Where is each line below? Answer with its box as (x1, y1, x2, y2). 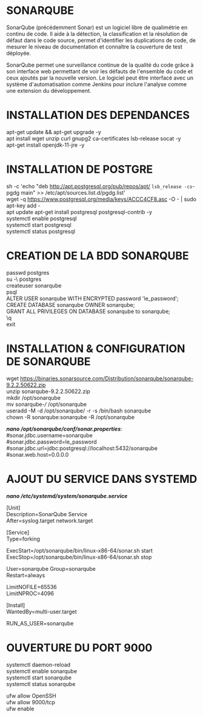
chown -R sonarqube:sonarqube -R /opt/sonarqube (6, 413, 135, 420)
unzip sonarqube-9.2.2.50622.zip (6, 388, 91, 395)
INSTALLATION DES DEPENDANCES (6, 109, 190, 122)
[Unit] (6, 504, 21, 511)
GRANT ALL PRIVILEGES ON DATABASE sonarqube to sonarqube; (6, 308, 171, 315)
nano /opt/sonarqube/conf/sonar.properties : (6, 425, 122, 433)
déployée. (6, 49, 32, 56)
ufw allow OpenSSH (6, 692, 56, 699)
